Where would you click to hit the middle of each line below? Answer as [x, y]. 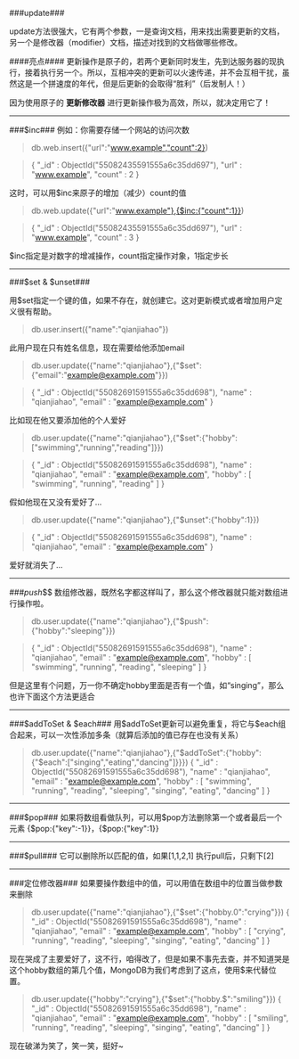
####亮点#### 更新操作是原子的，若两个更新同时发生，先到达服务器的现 [143, 61]
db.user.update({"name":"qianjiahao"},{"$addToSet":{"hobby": [146, 753]
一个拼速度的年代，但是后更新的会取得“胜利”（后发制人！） [141, 83]
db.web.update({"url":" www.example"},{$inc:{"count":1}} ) [137, 210]
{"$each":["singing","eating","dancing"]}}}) [109, 762]
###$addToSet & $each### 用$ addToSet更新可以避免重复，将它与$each [144, 724]
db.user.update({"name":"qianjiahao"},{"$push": [120, 621]
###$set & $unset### [50, 282]
